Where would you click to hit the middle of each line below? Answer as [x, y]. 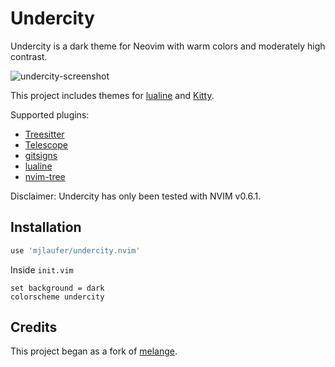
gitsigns [41, 155]
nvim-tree [45, 176]
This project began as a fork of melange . [94, 351]
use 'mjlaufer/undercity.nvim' [75, 250]
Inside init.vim [42, 269]
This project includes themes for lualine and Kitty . [112, 95]
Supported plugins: [50, 114]
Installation [46, 227]
